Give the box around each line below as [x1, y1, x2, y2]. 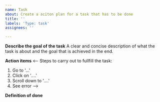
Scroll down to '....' [12, 78, 50, 84]
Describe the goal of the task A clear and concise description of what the [5, 43, 155, 49]
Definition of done [5, 93, 43, 99]
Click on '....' [12, 73, 37, 78]
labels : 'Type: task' [5, 21, 50, 26]
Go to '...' [12, 67, 31, 74]
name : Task [5, 7, 28, 12]
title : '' [5, 16, 26, 21]
